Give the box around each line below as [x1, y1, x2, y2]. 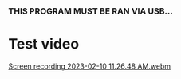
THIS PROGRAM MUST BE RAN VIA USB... [8, 6, 173, 17]
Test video [8, 35, 80, 53]
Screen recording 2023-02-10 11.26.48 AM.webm [8, 61, 171, 71]
